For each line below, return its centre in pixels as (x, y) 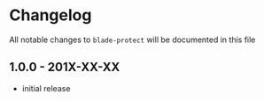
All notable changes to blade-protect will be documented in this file (132, 40)
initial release (46, 88)
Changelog (50, 15)
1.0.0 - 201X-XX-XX (65, 67)
